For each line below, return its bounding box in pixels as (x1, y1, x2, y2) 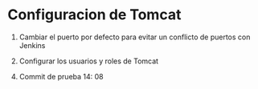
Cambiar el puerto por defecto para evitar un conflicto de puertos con (18, 32, 251, 42)
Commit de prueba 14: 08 (18, 71, 104, 81)
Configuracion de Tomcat (7, 6, 182, 24)
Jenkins (18, 40, 46, 50)
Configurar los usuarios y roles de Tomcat (18, 56, 158, 66)
